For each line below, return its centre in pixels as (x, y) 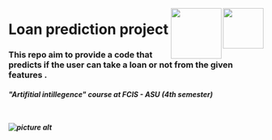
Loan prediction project (88, 30)
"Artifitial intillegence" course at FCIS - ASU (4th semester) (110, 94)
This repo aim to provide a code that (81, 55)
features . (28, 75)
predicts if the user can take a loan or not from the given (121, 65)
